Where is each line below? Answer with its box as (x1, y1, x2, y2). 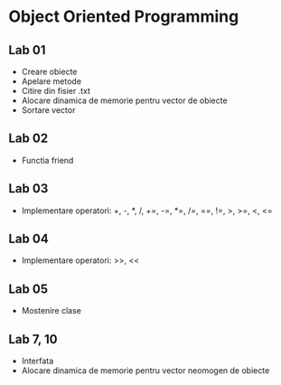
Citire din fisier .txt (21, 86, 91, 96)
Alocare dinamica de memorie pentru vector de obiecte (21, 95, 228, 106)
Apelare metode (21, 76, 82, 87)
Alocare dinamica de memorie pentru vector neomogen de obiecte (21, 365, 270, 376)
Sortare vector (21, 105, 76, 115)
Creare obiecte (21, 66, 78, 77)
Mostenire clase (21, 305, 82, 316)
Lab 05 (8, 281, 49, 296)
